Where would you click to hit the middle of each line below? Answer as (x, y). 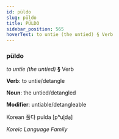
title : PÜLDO (23, 23)
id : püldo (19, 12)
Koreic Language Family (37, 129)
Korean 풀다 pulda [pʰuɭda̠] (40, 117)
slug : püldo (21, 18)
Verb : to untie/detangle (36, 81)
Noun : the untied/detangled (41, 93)
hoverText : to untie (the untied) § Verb (60, 35)
